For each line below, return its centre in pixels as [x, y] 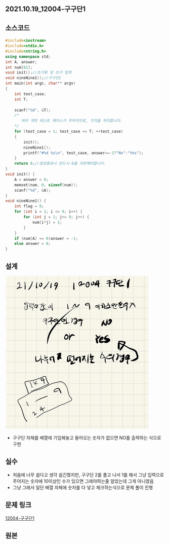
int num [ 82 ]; [19, 67]
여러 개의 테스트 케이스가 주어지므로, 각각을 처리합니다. [72, 121]
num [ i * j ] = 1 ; [47, 222]
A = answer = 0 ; [32, 179]
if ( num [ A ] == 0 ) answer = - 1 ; [46, 238]
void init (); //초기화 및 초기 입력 [38, 72]
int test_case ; [30, 94]
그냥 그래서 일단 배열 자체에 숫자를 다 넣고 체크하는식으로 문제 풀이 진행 [83, 487]
